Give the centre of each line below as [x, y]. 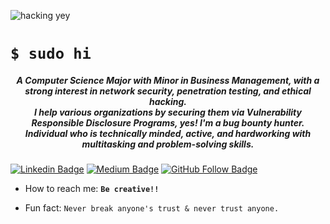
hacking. [168, 101]
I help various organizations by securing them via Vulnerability [168, 112]
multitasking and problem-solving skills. [168, 144]
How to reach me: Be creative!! [92, 189]
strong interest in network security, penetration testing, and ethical [168, 91]
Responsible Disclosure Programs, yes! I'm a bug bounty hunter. [168, 122]
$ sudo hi [51, 54]
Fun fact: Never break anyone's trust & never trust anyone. [152, 208]
